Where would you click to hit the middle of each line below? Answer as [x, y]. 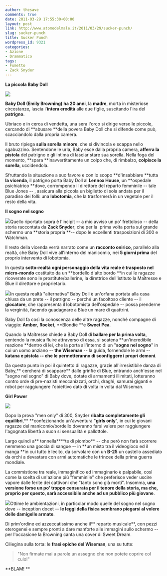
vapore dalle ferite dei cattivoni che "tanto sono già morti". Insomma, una [80, 482]
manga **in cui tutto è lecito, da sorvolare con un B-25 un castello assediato [84, 451]
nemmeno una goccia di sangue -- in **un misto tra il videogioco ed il [77, 446]
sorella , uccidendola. [27, 165]
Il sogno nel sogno [24, 211]
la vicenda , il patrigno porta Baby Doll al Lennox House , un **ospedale [78, 180]
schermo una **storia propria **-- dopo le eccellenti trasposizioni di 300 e [82, 232]
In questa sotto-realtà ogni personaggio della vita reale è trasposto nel [80, 267]
